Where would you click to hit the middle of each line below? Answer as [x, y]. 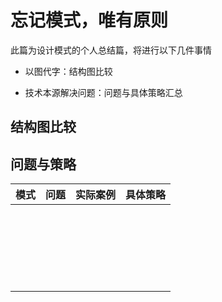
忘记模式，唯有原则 [89, 20]
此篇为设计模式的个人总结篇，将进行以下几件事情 [111, 50]
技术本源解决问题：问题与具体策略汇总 [103, 92]
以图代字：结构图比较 [68, 71]
